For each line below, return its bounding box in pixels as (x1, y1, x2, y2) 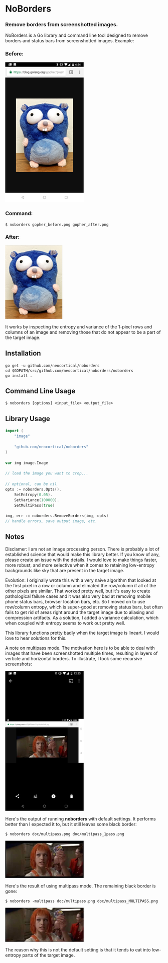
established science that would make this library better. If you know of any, (5, 551, 160, 557)
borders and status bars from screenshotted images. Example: (5, 38, 134, 44)
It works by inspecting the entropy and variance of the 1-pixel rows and (5, 323, 152, 330)
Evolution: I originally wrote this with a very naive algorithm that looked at (5, 577, 156, 583)
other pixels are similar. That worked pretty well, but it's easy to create (5, 588, 150, 594)
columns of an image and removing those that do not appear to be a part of (5, 329, 161, 335)
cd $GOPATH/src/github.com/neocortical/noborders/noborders (5, 368, 134, 373)
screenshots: (5, 661, 32, 667)
